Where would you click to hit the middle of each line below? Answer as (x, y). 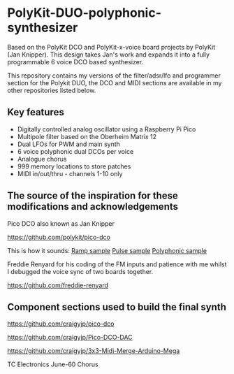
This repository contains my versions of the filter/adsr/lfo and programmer (114, 75)
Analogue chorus (42, 159)
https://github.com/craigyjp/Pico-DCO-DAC (70, 338)
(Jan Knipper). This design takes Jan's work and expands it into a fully (109, 55)
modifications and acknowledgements (93, 207)
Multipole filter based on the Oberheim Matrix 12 (87, 136)
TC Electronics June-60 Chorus (53, 364)
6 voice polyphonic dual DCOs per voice (75, 151)
